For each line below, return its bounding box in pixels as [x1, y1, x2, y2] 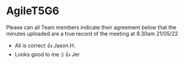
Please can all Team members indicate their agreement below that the [6, 24, 176, 31]
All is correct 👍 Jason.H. [14, 41, 76, 49]
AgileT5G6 [6, 4, 59, 18]
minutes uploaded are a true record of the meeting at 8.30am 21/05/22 [6, 30, 179, 37]
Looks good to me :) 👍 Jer [14, 50, 80, 57]
